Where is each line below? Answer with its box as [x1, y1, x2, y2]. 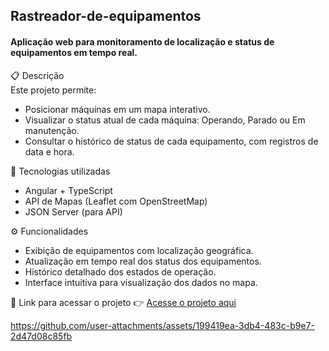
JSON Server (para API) [24, 205, 123, 218]
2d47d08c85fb [10, 330, 73, 342]
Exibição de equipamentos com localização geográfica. [24, 244, 254, 256]
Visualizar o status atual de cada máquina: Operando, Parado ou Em [24, 114, 306, 126]
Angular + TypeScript [24, 184, 113, 196]
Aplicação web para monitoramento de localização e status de [10, 35, 275, 48]
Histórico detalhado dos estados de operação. [24, 265, 217, 278]
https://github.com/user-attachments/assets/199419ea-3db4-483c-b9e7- [10, 319, 315, 331]
